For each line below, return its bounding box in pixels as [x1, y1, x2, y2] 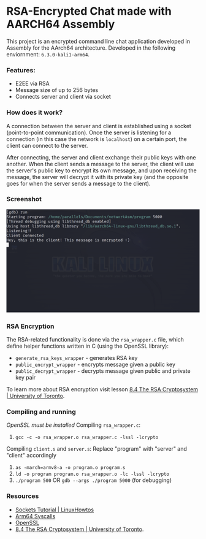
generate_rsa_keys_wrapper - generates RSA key [15, 354, 138, 362]
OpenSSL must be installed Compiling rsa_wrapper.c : [6, 421, 141, 429]
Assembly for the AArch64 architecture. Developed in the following [6, 44, 176, 52]
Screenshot [6, 195, 42, 204]
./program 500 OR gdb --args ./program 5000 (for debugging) [15, 476, 172, 484]
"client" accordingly [6, 452, 57, 459]
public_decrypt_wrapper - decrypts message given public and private [15, 367, 191, 375]
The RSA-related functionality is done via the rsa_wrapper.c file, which [6, 336, 184, 343]
